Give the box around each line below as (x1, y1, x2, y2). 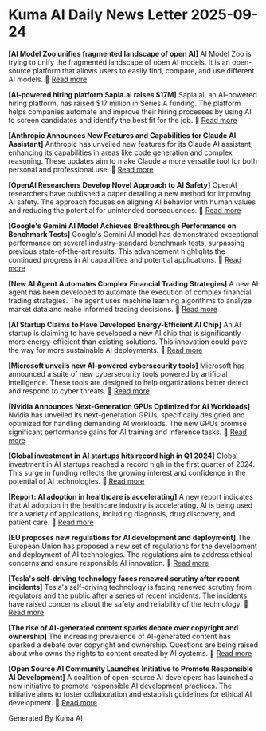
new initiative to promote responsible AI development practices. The (8, 681, 233, 690)
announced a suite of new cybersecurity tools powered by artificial (8, 369, 228, 378)
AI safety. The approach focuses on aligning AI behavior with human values (8, 197, 256, 207)
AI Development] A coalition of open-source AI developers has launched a (8, 672, 254, 682)
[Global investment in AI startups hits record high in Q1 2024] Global (8, 451, 238, 460)
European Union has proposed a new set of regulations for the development (8, 541, 257, 551)
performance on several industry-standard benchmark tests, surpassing (8, 238, 245, 247)
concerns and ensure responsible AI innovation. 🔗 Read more (8, 558, 209, 567)
